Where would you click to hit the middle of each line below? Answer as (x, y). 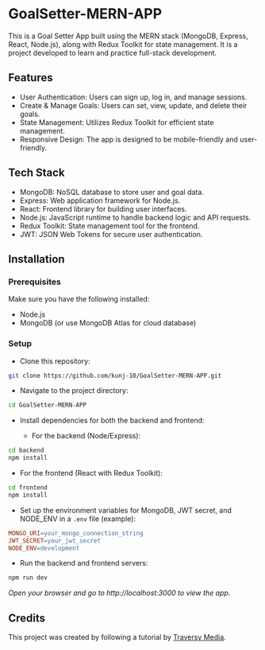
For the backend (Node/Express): (86, 436)
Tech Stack (36, 173)
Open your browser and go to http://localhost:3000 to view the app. (119, 593)
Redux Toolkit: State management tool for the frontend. (109, 226)
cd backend (26, 450)
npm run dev (28, 578)
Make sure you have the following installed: (79, 299)
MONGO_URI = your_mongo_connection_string (76, 533)
